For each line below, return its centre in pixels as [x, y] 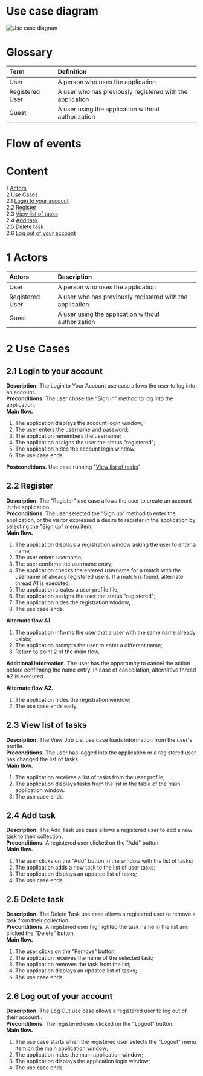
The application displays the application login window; [82, 1061]
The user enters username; [49, 557]
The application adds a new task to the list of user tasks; [85, 868]
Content [27, 171]
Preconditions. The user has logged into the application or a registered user [101, 753]
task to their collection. [35, 836]
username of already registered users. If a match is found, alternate [99, 576]
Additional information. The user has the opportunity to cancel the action [98, 663]
